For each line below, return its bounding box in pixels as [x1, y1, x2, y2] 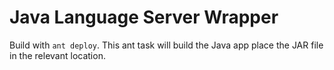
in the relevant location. [9, 49, 106, 61]
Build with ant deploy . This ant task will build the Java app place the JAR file [9, 39, 324, 51]
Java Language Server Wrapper [9, 6, 279, 29]
